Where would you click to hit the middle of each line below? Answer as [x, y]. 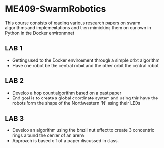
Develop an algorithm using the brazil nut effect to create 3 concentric [83, 130]
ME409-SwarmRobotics [55, 9]
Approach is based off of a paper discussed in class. [66, 141]
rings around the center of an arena [48, 135]
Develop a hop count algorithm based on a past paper [67, 93]
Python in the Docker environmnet [40, 33]
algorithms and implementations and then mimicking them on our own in [78, 27]
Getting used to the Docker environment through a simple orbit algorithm [86, 60]
